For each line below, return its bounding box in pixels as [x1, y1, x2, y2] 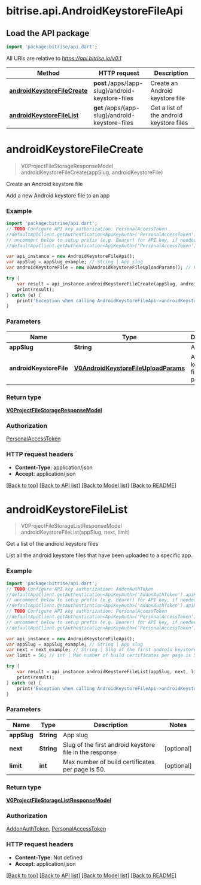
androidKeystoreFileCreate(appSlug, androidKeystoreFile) [20, 169, 163, 176]
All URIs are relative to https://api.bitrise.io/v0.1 [6, 54, 121, 62]
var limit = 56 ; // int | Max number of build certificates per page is [6, 652, 191, 659]
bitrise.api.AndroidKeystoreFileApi [6, 4, 184, 18]
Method [36, 69, 60, 77]
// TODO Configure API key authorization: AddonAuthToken [6, 586, 154, 592]
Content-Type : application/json [14, 464, 93, 471]
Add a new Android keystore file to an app [6, 191, 110, 199]
